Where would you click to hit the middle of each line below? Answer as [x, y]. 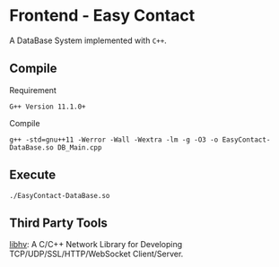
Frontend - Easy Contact [102, 16]
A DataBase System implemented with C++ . [88, 40]
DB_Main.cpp [79, 147]
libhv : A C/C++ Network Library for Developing [96, 245]
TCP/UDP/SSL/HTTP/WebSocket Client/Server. [96, 254]
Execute [33, 175]
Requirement [33, 90]
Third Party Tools [58, 223]
